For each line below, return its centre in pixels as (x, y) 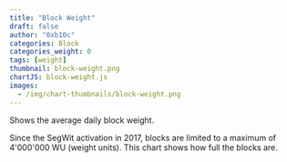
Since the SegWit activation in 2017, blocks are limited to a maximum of (143, 137)
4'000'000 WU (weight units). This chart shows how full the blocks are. (143, 147)
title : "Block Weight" (52, 18)
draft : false (34, 26)
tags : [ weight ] (38, 60)
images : (24, 86)
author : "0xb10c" (42, 35)
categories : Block (44, 43)
